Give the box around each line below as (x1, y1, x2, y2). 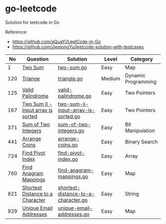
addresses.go (57, 211, 90, 218)
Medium (101, 75, 121, 82)
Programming (125, 78, 157, 85)
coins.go (57, 141, 78, 148)
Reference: (5, 29, 28, 35)
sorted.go (57, 112, 81, 119)
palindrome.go (57, 92, 92, 99)
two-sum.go (57, 64, 87, 71)
